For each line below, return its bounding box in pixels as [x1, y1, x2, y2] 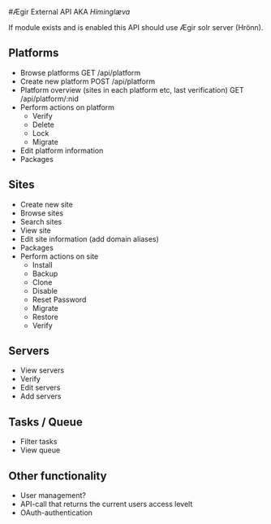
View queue [19, 445, 61, 455]
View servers [19, 365, 65, 375]
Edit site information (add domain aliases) [19, 234, 160, 243]
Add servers [19, 391, 62, 401]
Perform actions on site [19, 251, 99, 261]
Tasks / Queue [8, 415, 83, 429]
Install [32, 260, 53, 269]
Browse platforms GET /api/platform [19, 68, 141, 77]
